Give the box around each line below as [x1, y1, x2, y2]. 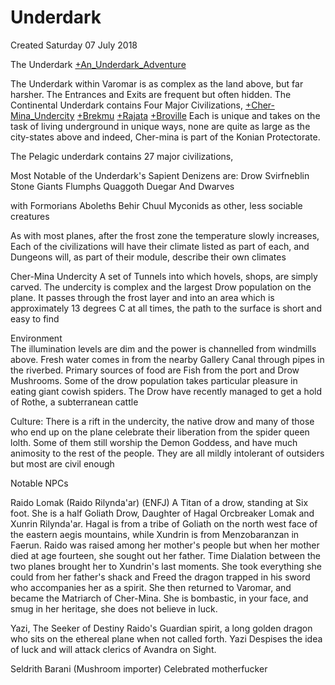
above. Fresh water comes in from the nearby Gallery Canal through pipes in [10, 353, 325, 365]
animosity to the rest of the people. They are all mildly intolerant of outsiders [10, 447, 325, 459]
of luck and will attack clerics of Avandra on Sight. [10, 643, 217, 655]
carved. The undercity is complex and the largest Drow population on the [10, 281, 312, 293]
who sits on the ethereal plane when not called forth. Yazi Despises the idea [10, 632, 323, 645]
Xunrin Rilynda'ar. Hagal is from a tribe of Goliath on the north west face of [10, 517, 318, 530]
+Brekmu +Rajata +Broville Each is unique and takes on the [76, 109, 321, 121]
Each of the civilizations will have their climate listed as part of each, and [10, 240, 310, 252]
